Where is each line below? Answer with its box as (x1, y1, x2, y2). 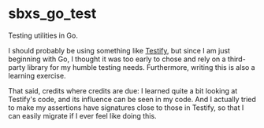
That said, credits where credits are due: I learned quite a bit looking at (8, 86, 238, 95)
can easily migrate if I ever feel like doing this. (8, 111, 157, 120)
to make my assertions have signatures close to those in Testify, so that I (8, 103, 244, 112)
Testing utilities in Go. (8, 31, 79, 40)
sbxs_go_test (8, 5, 97, 23)
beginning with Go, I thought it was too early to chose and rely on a (8, 54, 226, 64)
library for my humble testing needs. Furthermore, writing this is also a (27, 62, 255, 71)
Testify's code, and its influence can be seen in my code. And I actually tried (8, 94, 256, 104)
